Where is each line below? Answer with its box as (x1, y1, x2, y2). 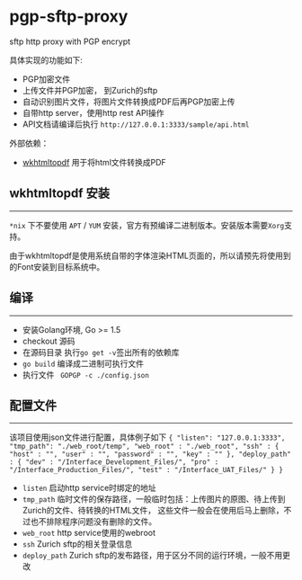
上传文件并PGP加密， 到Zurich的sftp (22, 85, 158, 95)
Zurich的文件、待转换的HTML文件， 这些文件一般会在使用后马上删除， (22, 505, 284, 516)
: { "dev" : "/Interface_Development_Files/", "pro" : (9, 458, 219, 467)
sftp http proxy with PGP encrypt (9, 36, 131, 47)
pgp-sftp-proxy (9, 6, 129, 27)
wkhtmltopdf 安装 (9, 186, 111, 201)
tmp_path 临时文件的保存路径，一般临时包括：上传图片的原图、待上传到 (22, 494, 286, 504)
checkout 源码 (22, 335, 75, 346)
